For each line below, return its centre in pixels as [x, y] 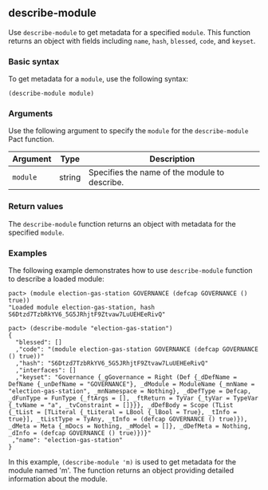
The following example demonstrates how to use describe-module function [130, 270]
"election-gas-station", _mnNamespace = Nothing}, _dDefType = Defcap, [130, 391]
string [70, 177]
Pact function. [31, 140]
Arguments [31, 113]
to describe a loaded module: [57, 279]
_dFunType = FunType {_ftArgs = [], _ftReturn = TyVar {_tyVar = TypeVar [134, 398]
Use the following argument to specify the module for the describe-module [128, 131]
